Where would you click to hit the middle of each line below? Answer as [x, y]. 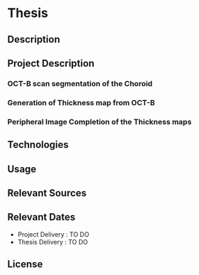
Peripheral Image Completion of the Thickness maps [100, 122]
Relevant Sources [47, 193]
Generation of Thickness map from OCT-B [81, 102]
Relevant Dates [41, 217]
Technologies [38, 145]
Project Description [51, 63]
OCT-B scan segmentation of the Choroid [80, 83]
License [25, 264]
